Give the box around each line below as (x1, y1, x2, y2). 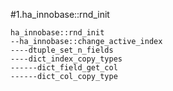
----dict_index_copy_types (10, 54, 123, 64)
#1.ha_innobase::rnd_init (10, 9, 110, 20)
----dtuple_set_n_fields (10, 45, 114, 55)
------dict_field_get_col (10, 63, 118, 73)
